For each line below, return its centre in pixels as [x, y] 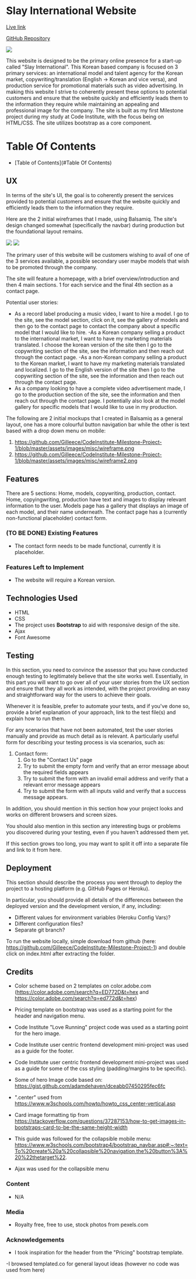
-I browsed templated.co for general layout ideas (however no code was [93, 1264]
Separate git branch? [40, 930]
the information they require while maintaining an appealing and [83, 104]
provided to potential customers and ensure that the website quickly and [93, 201]
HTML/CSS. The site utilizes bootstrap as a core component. [79, 123]
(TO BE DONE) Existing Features [52, 533]
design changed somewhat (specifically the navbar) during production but [95, 225]
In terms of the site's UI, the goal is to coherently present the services [90, 195]
